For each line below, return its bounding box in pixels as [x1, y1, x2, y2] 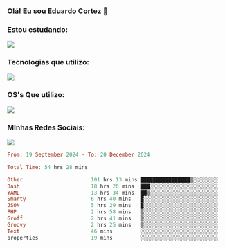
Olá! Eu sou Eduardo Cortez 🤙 [7, 6, 108, 16]
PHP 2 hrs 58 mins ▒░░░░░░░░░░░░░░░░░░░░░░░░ [7, 209, 218, 215]
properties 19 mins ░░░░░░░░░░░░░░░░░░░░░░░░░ [7, 234, 218, 241]
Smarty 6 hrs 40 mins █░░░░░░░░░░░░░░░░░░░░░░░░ [7, 195, 218, 203]
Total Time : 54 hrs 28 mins [7, 163, 89, 170]
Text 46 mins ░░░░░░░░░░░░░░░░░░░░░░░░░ [7, 228, 218, 235]
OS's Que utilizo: [7, 90, 65, 100]
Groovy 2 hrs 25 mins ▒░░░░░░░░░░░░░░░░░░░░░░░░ [7, 221, 218, 228]
